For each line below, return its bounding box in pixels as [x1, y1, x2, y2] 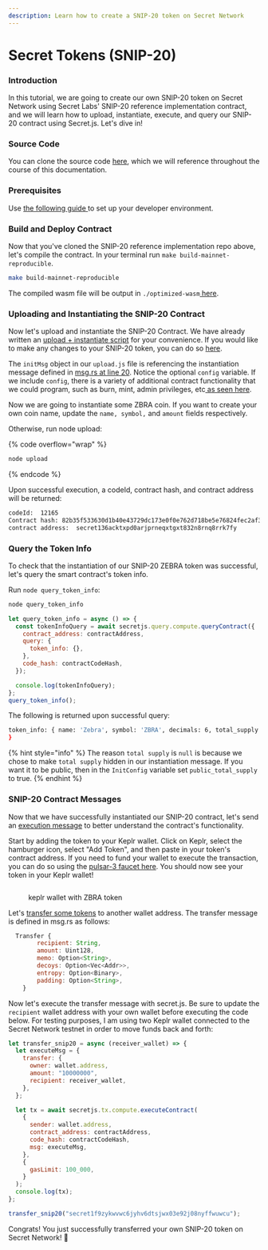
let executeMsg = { [15, 1047, 81, 1055]
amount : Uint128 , [37, 947, 94, 955]
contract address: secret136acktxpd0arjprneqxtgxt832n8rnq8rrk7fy [8, 523, 238, 532]
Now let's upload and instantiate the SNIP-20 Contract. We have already [8, 327, 246, 336]
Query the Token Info [8, 543, 92, 554]
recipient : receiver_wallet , [29, 1076, 127, 1084]
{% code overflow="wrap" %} [8, 439, 108, 449]
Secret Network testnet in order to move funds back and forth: [8, 1024, 214, 1033]
